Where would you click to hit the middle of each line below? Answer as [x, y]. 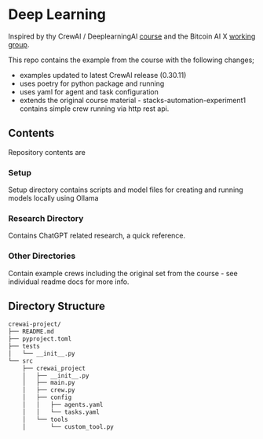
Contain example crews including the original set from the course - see [123, 273]
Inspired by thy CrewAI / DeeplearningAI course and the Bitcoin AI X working [132, 36]
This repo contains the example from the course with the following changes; [131, 60]
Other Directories [42, 256]
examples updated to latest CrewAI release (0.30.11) [103, 75]
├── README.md [31, 332]
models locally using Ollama [53, 198]
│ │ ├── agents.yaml [63, 405]
